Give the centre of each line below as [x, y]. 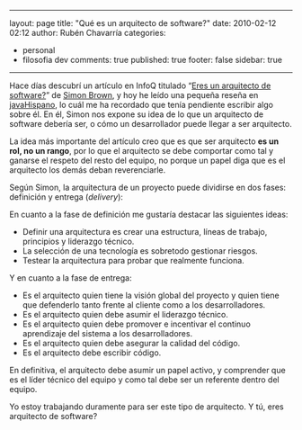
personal [39, 50]
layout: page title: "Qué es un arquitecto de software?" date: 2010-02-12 [143, 23]
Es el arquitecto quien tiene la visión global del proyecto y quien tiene [151, 295]
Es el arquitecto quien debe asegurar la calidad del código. [131, 343]
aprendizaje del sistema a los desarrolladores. [107, 333]
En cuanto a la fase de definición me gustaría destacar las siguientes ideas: [149, 214]
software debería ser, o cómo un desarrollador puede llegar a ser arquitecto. [151, 124]
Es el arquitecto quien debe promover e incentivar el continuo [137, 324]
